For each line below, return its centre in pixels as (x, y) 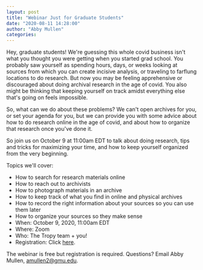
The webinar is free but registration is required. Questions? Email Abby (95, 254)
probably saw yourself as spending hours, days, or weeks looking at (92, 65)
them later (28, 210)
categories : (21, 35)
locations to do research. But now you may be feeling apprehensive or (94, 78)
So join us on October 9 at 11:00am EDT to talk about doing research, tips (98, 140)
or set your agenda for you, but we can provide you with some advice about (101, 116)
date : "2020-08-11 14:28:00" (43, 23)
